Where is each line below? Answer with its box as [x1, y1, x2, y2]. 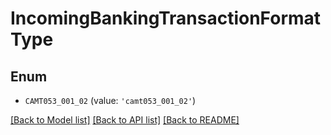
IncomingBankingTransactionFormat [10, 7, 322, 30]
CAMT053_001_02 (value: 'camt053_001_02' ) [24, 95, 197, 106]
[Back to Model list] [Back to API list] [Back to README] [10, 114, 240, 126]
